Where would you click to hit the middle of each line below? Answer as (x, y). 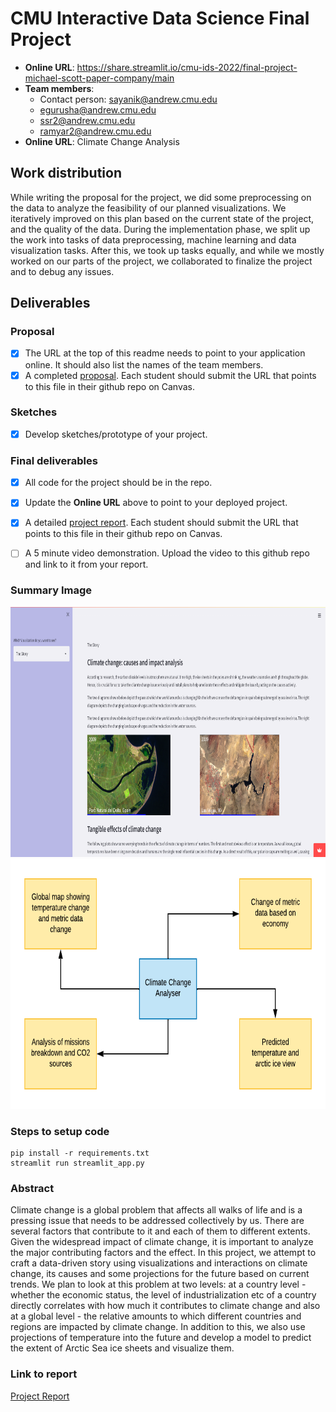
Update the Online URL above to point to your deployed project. (156, 503)
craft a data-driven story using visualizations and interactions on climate (159, 1263)
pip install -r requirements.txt (80, 1153)
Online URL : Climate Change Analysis (102, 141)
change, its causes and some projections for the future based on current (160, 1274)
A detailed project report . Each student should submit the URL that (161, 523)
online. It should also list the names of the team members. (144, 364)
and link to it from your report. (86, 564)
